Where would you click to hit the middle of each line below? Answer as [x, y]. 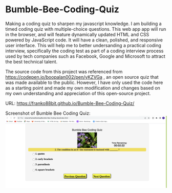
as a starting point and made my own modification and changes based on [83, 88]
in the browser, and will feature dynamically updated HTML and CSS [77, 34]
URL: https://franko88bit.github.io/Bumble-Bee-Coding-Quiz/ [70, 103]
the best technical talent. [31, 61]
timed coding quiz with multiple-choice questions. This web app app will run [86, 29]
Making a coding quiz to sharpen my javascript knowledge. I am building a [84, 24]
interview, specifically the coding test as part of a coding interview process [84, 51]
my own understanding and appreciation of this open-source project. [78, 93]
